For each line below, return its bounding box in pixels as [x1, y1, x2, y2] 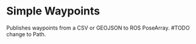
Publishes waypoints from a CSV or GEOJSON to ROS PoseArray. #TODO [6, 24, 190, 31]
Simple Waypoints [6, 4, 100, 18]
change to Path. [6, 30, 46, 37]
